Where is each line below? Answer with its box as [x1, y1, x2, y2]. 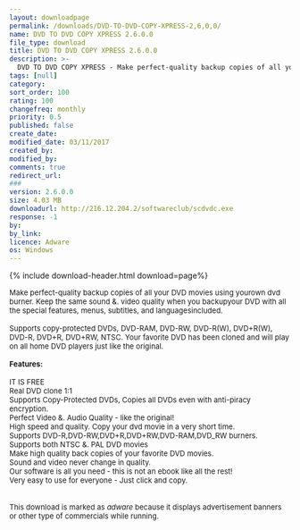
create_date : [9, 130, 58, 139]
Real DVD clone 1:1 [9, 386, 73, 396]
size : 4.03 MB [9, 196, 62, 206]
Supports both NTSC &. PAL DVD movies [9, 440, 149, 450]
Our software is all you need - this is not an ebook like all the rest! [9, 467, 233, 476]
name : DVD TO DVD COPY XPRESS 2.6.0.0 [9, 29, 154, 38]
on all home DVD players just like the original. [9, 341, 163, 351]
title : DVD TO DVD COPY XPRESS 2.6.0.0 [9, 46, 158, 55]
